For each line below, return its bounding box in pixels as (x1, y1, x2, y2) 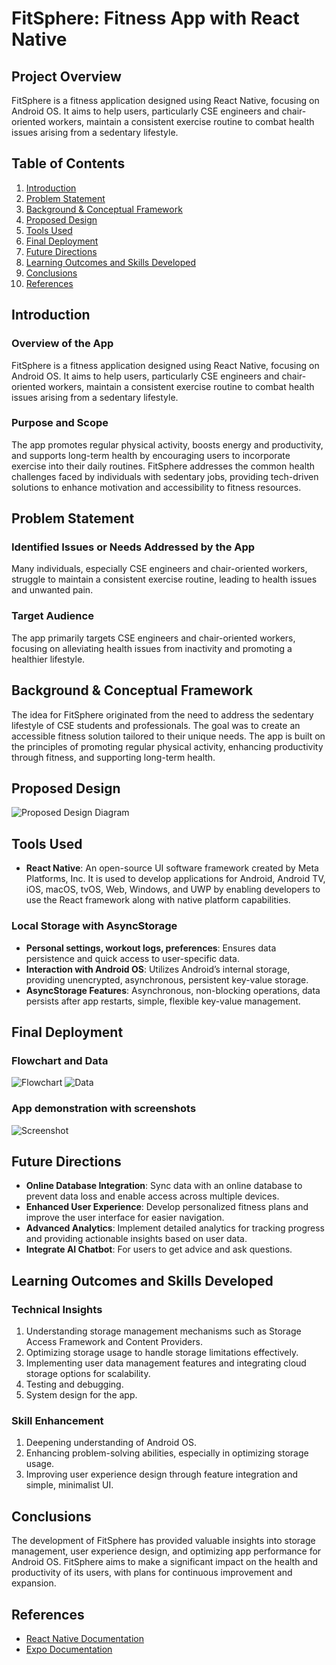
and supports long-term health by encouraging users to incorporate (11, 449, 291, 461)
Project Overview (11, 68, 122, 85)
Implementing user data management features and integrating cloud (25, 1357, 307, 1369)
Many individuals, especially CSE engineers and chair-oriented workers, (11, 563, 308, 575)
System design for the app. (25, 1389, 138, 1401)
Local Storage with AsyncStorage (11, 919, 178, 933)
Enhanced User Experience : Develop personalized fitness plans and (25, 1201, 309, 1213)
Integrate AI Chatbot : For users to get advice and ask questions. (25, 1243, 293, 1256)
